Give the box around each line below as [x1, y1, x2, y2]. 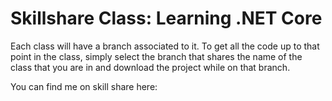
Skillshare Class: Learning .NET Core [10, 7, 323, 30]
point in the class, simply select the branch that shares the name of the [10, 50, 303, 62]
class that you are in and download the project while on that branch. [10, 61, 291, 73]
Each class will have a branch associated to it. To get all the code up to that [10, 40, 320, 52]
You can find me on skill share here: [10, 80, 158, 92]
